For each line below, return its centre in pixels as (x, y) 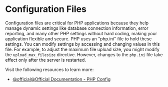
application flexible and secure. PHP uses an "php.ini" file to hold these (78, 39)
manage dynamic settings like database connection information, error (77, 28)
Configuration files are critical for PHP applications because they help (77, 23)
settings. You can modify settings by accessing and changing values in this (82, 44)
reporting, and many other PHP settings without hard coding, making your (81, 33)
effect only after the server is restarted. (46, 60)
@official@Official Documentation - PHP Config (61, 79)
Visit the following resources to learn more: (49, 69)
